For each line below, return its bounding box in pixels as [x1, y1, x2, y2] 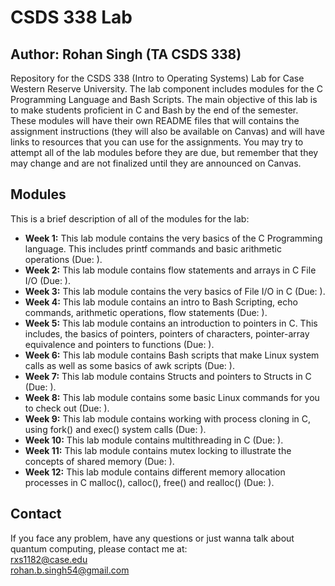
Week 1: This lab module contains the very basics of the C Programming [24, 232, 323, 244]
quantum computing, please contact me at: [10, 542, 188, 555]
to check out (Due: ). [24, 402, 110, 414]
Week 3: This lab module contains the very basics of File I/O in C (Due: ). [24, 285, 326, 297]
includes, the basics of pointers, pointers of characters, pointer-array [24, 327, 310, 340]
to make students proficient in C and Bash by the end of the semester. [10, 104, 299, 116]
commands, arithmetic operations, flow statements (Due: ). [24, 306, 268, 318]
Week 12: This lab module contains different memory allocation [24, 466, 286, 478]
